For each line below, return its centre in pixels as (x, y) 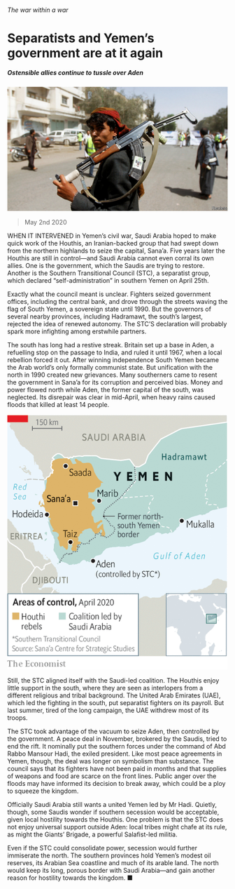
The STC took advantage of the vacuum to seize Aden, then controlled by (113, 731)
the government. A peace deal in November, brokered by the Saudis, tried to (117, 739)
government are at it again (85, 53)
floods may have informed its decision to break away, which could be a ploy (116, 784)
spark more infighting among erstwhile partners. (77, 332)
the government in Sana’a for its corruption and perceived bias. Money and (115, 382)
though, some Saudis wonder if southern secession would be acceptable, (113, 812)
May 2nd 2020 (45, 222)
